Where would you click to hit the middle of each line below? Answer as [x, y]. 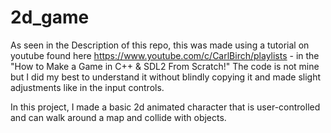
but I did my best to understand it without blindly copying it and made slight [166, 77]
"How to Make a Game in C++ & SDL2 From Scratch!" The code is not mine [165, 66]
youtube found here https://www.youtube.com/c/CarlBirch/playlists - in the [165, 55]
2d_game [50, 17]
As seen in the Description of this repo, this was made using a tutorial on [160, 45]
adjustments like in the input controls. [87, 87]
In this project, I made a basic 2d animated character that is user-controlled [165, 107]
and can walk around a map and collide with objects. [118, 117]
